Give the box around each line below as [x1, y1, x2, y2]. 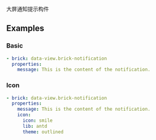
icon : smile [22, 117, 53, 124]
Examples [6, 23, 44, 33]
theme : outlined [22, 128, 64, 135]
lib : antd [22, 123, 47, 129]
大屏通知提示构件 [6, 5, 49, 12]
